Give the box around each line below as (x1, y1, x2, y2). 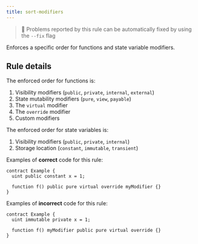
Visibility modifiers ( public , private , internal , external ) (15, 89, 154, 96)
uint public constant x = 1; (12, 173, 85, 179)
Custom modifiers (15, 114, 60, 122)
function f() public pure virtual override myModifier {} (12, 184, 162, 190)
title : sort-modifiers (6, 8, 64, 15)
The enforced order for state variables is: (6, 127, 109, 134)
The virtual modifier (15, 102, 68, 109)
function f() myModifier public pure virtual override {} (12, 228, 162, 234)
